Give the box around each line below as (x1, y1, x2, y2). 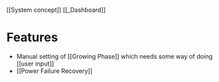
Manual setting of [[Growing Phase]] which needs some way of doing (16, 52, 214, 60)
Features (6, 30, 58, 45)
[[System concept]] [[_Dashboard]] (6, 6, 106, 14)
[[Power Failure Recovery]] (16, 66, 93, 74)
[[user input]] (16, 59, 54, 68)
